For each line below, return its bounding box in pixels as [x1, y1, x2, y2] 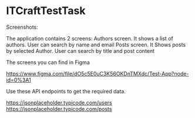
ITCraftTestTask [6, 4, 86, 18]
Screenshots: [6, 23, 38, 31]
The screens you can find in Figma [6, 59, 90, 66]
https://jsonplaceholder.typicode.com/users [6, 99, 113, 106]
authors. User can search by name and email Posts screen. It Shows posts [6, 41, 186, 48]
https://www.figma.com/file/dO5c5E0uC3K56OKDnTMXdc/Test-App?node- [6, 70, 189, 77]
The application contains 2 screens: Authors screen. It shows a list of [6, 35, 173, 42]
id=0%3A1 [6, 76, 31, 83]
